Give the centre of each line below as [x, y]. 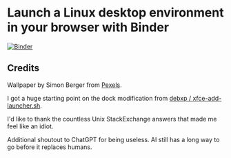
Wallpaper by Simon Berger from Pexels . [64, 85]
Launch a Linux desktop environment [115, 13]
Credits [23, 68]
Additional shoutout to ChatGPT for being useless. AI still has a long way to [113, 139]
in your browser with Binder [88, 27]
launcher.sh [24, 106]
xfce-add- [207, 98]
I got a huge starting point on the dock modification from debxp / [99, 98]
